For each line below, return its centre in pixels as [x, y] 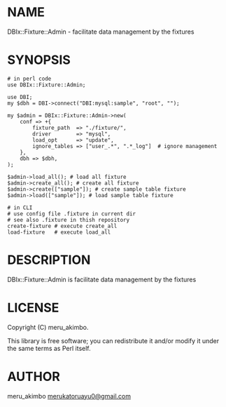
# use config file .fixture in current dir [72, 214]
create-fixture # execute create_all [62, 226]
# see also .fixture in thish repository [69, 220]
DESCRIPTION [49, 260]
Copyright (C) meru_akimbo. [48, 327]
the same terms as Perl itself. [49, 348]
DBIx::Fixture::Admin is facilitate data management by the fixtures [102, 279]
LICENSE [33, 308]
